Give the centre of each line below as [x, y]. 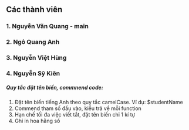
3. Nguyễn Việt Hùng [36, 58]
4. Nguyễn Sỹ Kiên [33, 74]
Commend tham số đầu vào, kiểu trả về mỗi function [78, 108]
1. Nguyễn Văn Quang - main [48, 26]
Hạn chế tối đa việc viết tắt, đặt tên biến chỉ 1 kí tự [75, 115]
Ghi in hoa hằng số [37, 121]
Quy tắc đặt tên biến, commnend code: [55, 87]
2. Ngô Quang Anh [33, 42]
